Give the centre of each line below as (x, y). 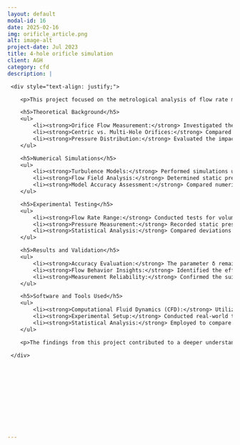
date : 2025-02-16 (33, 27)
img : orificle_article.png (47, 34)
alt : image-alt (30, 41)
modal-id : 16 (27, 21)
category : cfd (29, 67)
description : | (30, 73)
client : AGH (25, 61)
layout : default (31, 14)
